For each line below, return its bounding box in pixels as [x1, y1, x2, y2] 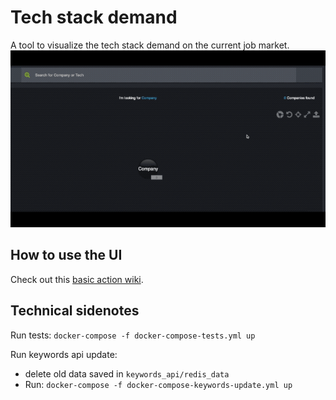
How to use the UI [10, 247, 123, 264]
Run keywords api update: [10, 348, 118, 360]
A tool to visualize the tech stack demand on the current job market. [10, 39, 290, 51]
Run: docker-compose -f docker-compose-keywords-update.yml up [24, 378, 293, 390]
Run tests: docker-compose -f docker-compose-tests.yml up [10, 329, 256, 341]
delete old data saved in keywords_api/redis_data [24, 367, 230, 380]
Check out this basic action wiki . [10, 273, 144, 285]
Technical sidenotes [10, 302, 140, 320]
